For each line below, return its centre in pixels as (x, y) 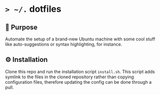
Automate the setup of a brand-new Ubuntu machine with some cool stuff (80, 39)
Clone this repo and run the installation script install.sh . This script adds (80, 71)
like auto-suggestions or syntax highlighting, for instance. (64, 44)
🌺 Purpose (21, 27)
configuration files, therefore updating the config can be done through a (79, 82)
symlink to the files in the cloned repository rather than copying (70, 77)
